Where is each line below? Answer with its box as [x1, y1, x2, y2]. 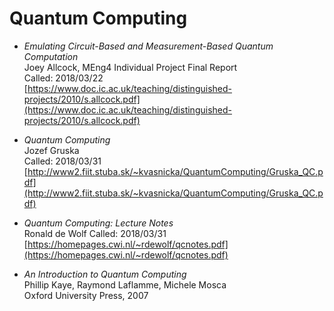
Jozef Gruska [23, 144, 80, 156]
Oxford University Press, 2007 [23, 289, 149, 301]
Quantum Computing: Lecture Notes [23, 217, 174, 229]
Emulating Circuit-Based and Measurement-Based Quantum [23, 40, 274, 52]
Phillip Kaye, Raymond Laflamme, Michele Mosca [23, 278, 227, 291]
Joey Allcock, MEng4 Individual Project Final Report [23, 61, 238, 73]
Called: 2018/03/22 [23, 72, 104, 84]
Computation [23, 50, 79, 62]
